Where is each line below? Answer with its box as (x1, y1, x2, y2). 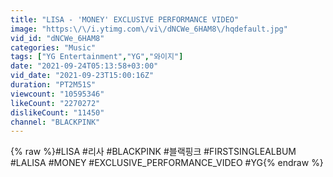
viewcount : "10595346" (10, 89, 105, 99)
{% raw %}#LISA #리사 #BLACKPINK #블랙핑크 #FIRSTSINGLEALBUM (10, 146, 297, 158)
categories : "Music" (10, 42, 97, 53)
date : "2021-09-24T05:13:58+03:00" (10, 61, 159, 71)
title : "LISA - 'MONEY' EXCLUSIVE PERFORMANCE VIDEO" (10, 14, 240, 25)
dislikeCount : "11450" (10, 107, 105, 118)
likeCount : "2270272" (10, 98, 101, 108)
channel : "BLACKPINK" (10, 117, 101, 127)
